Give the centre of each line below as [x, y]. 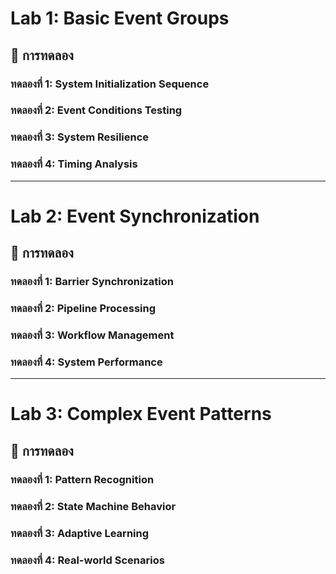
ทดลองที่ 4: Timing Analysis [74, 164]
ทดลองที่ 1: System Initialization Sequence [110, 84]
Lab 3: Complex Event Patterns [141, 414]
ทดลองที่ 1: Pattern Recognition [82, 479]
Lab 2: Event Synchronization [135, 216]
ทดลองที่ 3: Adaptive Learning [80, 533]
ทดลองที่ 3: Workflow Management [92, 335]
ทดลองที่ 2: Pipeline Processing [83, 309]
